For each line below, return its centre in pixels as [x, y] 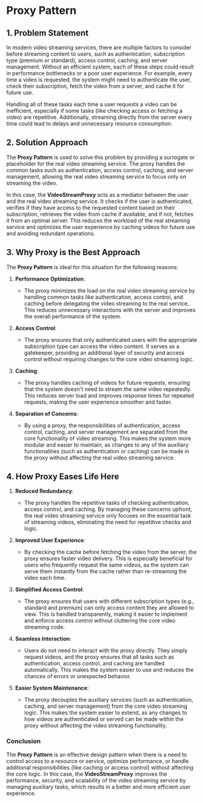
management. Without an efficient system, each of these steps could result [100, 67]
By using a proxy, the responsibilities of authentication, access [102, 425]
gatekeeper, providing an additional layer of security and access [104, 353]
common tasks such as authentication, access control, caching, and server [100, 170]
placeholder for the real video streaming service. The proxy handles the [96, 164]
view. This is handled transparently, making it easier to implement [106, 614]
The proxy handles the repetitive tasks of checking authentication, [107, 503]
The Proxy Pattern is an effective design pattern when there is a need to [97, 755]
